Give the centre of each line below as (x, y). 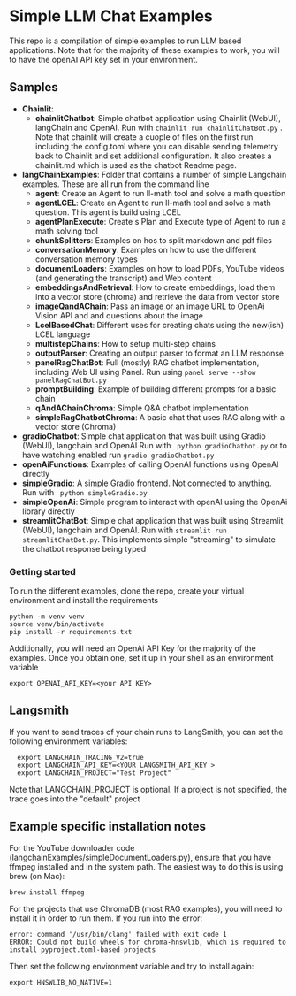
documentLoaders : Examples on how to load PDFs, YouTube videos (159, 268)
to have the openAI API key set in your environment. (104, 59)
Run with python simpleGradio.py (84, 492)
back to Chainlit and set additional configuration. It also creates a (153, 156)
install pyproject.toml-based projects (83, 950)
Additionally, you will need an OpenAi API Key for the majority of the (133, 648)
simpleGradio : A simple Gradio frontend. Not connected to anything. (147, 483)
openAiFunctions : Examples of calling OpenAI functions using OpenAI (150, 464)
